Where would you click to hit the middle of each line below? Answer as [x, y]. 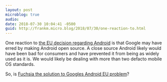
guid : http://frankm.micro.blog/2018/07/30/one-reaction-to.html [75, 29]
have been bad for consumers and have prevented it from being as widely [82, 54]
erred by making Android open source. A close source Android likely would [83, 48]
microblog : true [22, 15]
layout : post [19, 10]
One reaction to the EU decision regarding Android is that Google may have [83, 43]
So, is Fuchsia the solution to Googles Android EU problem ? [67, 74]
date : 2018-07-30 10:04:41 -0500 [40, 24]
